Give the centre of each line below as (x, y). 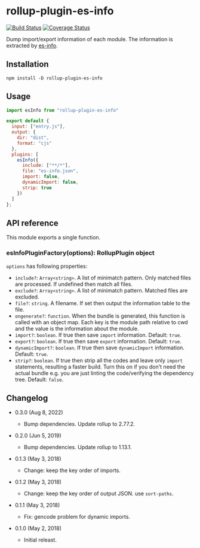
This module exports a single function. (53, 238)
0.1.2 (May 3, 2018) (38, 482)
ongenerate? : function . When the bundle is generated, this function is (100, 316)
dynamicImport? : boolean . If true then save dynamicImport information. (100, 348)
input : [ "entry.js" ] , (39, 127)
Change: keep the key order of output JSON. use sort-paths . (99, 494)
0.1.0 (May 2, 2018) (38, 528)
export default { (28, 121)
